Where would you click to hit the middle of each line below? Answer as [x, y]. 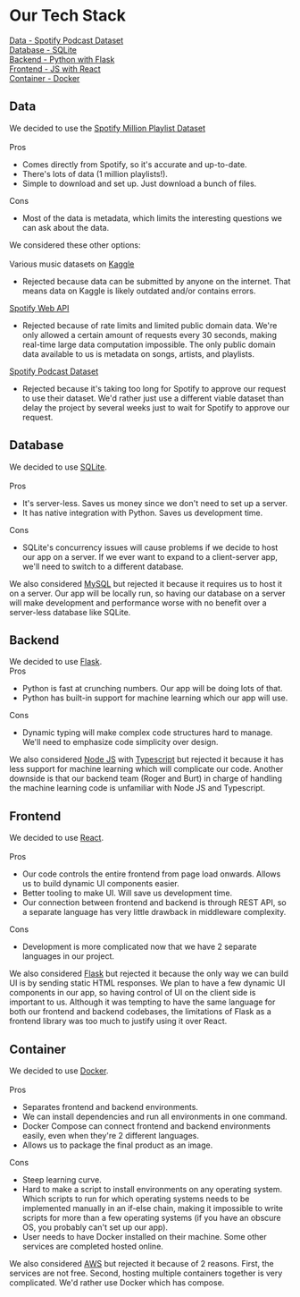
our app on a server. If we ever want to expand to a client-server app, [150, 556]
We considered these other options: [75, 245]
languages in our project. [68, 956]
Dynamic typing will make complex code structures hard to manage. [147, 733]
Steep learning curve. [62, 1180]
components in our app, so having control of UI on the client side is [133, 993]
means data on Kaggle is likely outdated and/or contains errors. [139, 291]
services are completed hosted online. [92, 1246]
